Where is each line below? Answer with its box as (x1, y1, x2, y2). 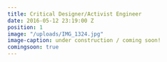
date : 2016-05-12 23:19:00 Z (7, 17, 94, 24)
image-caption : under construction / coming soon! (7, 37, 161, 44)
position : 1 (7, 24, 43, 31)
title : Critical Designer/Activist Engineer (7, 10, 142, 18)
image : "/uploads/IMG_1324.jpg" (7, 30, 103, 38)
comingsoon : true (7, 43, 59, 51)
